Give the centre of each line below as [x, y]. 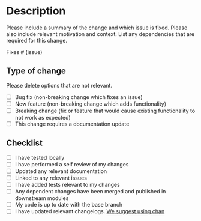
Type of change [36, 71]
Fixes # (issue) [24, 52]
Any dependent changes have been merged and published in [90, 192]
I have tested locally [40, 157]
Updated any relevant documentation [61, 171]
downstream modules [42, 198]
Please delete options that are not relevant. [59, 85]
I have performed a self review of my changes [72, 164]
